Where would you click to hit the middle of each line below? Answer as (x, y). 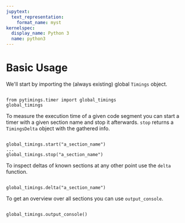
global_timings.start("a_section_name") (56, 144)
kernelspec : (20, 28)
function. (17, 171)
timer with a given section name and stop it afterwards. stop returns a (90, 122)
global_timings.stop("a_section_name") (55, 154)
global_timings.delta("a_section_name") (56, 187)
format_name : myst (39, 22)
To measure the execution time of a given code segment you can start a (93, 116)
